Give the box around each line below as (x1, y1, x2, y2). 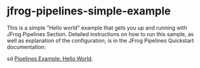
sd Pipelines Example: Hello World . (7, 55, 93, 62)
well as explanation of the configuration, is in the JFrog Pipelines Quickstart (7, 37, 195, 44)
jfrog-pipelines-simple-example (7, 4, 171, 18)
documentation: (7, 43, 46, 51)
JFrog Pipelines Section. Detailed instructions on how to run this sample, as (7, 30, 194, 37)
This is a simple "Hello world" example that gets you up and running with (7, 24, 187, 31)
